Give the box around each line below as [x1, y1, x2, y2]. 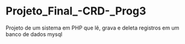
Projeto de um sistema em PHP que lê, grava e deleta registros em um [5, 24, 180, 31]
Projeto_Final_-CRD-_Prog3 [5, 4, 146, 18]
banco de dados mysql [5, 30, 63, 37]
